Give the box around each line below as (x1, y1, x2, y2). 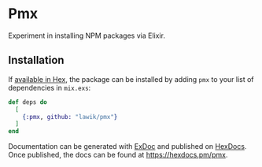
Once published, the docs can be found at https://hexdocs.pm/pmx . (8, 150, 228, 160)
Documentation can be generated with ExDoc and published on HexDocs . (8, 142, 247, 151)
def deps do (8, 98, 47, 106)
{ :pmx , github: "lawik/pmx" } (22, 113, 118, 121)
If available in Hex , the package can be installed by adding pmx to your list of (8, 74, 254, 83)
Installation (8, 54, 65, 67)
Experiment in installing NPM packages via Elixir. (8, 31, 165, 40)
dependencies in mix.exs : (8, 83, 91, 92)
